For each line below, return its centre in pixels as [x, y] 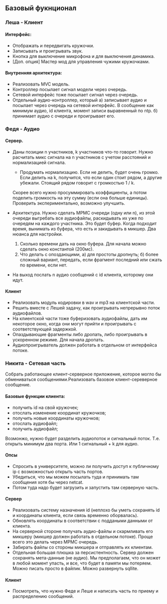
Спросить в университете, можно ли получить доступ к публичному [86, 466]
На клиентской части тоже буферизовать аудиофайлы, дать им [80, 318]
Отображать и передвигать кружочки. [53, 45]
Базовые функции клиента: [35, 396]
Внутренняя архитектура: [34, 73]
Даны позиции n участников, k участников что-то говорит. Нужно [83, 151]
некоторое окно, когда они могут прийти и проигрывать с [74, 324]
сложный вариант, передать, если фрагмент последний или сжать [91, 259]
